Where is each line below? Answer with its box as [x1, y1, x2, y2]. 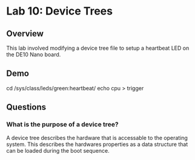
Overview [6, 28, 44, 39]
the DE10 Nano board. [6, 51, 61, 58]
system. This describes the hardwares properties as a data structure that [6, 141, 188, 148]
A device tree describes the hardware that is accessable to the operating [6, 134, 188, 141]
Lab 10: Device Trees [6, 4, 113, 18]
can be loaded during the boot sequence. [6, 147, 110, 154]
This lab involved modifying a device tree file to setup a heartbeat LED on [6, 44, 190, 52]
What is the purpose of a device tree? [6, 120, 119, 128]
